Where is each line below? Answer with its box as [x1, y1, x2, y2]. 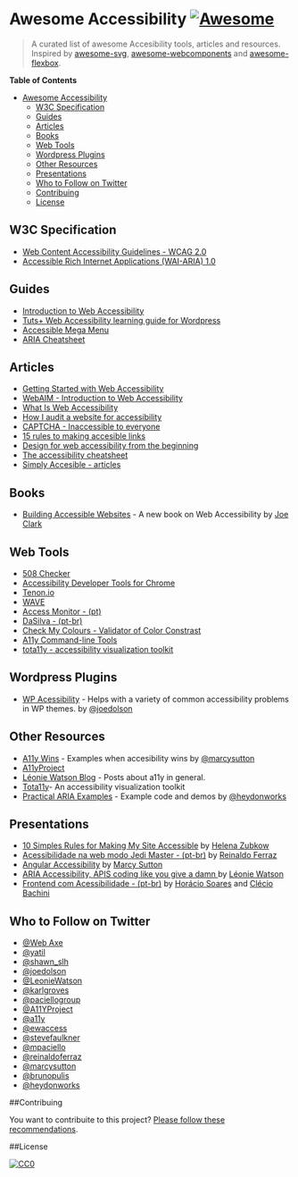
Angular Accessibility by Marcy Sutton [21, 859, 163, 870]
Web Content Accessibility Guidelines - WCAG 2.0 [21, 246, 207, 256]
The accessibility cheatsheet [21, 450, 128, 460]
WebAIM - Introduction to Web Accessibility [21, 393, 183, 404]
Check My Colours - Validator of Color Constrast [21, 626, 202, 635]
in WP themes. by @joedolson [21, 702, 133, 714]
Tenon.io [21, 587, 55, 598]
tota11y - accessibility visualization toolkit [21, 644, 174, 654]
